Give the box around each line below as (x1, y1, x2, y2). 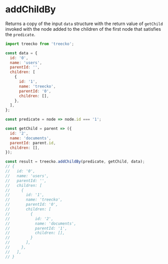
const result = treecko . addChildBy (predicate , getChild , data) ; (5, 159, 145, 164)
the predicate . (5, 31, 36, 37)
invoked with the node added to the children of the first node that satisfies (5, 26, 161, 32)
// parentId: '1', (5, 226, 67, 231)
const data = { (5, 50, 38, 56)
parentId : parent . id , (10, 140, 56, 145)
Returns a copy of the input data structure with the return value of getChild (5, 20, 163, 27)
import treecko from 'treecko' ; (5, 41, 74, 47)
